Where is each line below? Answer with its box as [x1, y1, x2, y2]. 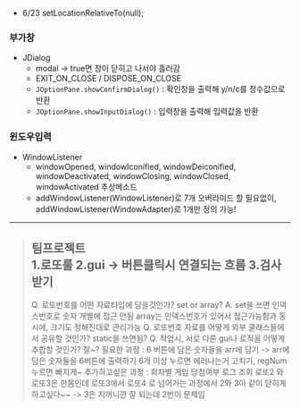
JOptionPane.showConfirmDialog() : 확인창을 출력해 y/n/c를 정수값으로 [35, 84, 286, 95]
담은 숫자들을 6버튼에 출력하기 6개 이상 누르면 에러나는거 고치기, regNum [30, 355, 287, 366]
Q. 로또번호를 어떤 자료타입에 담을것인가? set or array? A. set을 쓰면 [30, 300, 271, 310]
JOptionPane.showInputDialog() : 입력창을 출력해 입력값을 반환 [35, 106, 259, 117]
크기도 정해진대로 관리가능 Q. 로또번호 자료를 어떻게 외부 [50, 322, 247, 333]
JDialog [21, 53, 51, 64]
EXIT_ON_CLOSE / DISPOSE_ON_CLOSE [35, 73, 181, 84]
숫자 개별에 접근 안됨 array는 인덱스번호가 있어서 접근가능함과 [62, 310, 277, 321]
